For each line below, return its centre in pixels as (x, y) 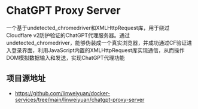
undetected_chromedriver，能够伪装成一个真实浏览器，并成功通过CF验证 (97, 43)
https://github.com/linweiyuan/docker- (63, 93)
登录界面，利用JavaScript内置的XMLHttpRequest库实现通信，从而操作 (98, 50)
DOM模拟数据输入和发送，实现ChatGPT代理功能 (66, 57)
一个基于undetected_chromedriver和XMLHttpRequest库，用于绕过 (88, 28)
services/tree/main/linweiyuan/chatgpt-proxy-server (80, 99)
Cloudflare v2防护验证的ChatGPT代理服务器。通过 (68, 35)
